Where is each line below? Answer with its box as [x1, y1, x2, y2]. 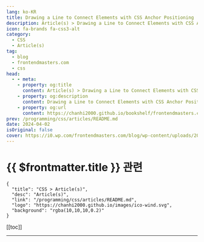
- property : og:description [17, 93, 88, 99]
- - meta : [12, 76, 36, 82]
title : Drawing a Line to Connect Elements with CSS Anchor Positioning [6, 15, 194, 21]
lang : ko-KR [6, 8, 36, 15]
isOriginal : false [6, 127, 53, 133]
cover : [6, 132, 23, 139]
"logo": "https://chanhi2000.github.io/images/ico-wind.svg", [12, 202, 172, 208]
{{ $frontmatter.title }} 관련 [6, 161, 143, 174]
